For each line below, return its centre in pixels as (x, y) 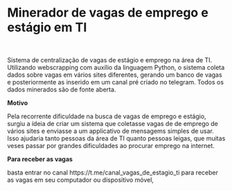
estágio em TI (47, 27)
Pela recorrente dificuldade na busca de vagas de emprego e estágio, (107, 116)
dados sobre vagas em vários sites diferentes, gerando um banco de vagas (115, 75)
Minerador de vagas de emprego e (108, 13)
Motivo (18, 102)
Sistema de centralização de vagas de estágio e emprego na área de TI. (110, 60)
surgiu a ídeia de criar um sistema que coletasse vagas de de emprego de (113, 123)
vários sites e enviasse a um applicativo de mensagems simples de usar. (111, 131)
